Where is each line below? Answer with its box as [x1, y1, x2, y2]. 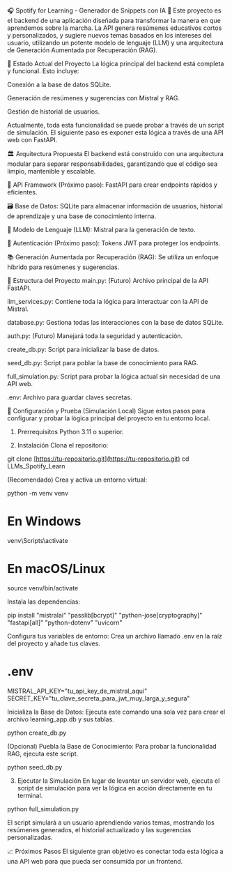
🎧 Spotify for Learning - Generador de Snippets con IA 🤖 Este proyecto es [7, 6, 222, 15]
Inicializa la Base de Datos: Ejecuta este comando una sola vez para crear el [7, 707, 226, 716]
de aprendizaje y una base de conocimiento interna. [7, 212, 157, 220]
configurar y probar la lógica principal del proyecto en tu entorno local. [7, 414, 210, 422]
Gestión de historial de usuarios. [7, 107, 100, 116]
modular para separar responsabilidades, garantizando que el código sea [7, 160, 218, 168]
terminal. [17, 791, 43, 800]
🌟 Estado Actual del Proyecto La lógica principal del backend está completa [7, 59, 224, 68]
